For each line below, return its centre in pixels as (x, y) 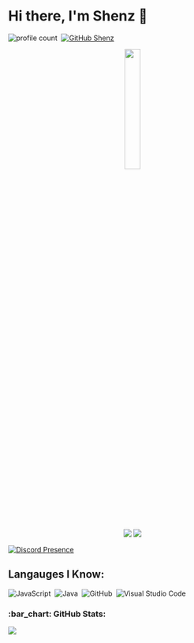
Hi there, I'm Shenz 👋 (78, 16)
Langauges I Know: (56, 574)
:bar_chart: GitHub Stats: (57, 614)
